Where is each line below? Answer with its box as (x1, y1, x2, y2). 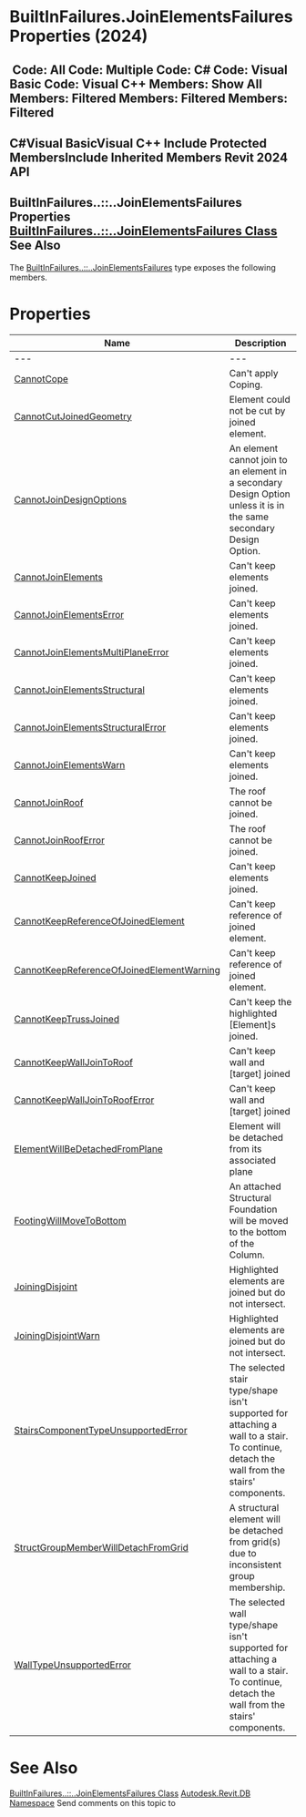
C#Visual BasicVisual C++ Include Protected (9, 135, 267, 151)
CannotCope (14, 372, 68, 385)
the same (229, 510, 270, 523)
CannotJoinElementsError (14, 608, 125, 621)
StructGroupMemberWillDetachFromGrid (14, 1541, 189, 1554)
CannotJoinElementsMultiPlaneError (14, 645, 169, 658)
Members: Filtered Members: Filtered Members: (9, 90, 289, 106)
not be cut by (229, 404, 286, 416)
